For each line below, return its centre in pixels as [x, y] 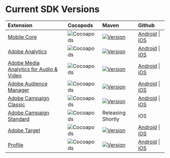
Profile [16, 145]
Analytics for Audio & [33, 69]
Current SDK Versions [52, 9]
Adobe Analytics [27, 51]
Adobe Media [24, 63]
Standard [19, 119]
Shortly [111, 119]
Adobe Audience [28, 83]
